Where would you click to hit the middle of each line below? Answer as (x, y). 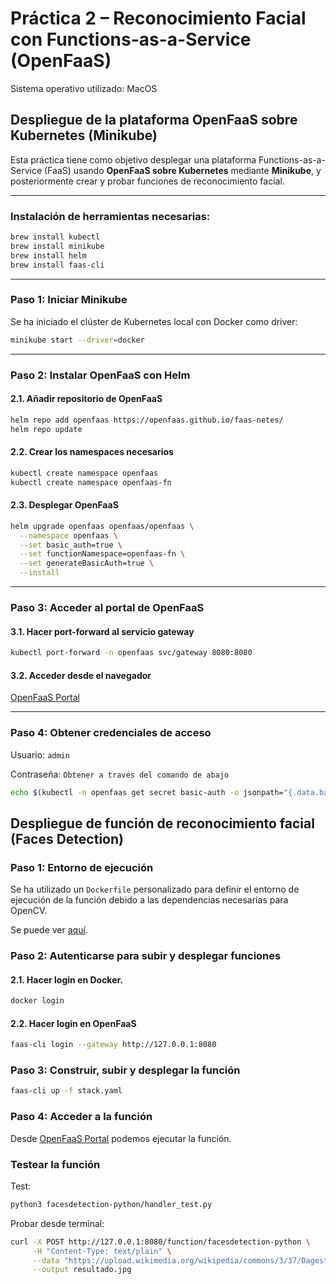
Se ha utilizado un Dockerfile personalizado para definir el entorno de (155, 889)
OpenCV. (29, 911)
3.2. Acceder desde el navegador (81, 675)
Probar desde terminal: (57, 1223)
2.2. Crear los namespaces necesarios (92, 452)
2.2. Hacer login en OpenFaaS (73, 1023)
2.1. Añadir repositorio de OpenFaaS (86, 399)
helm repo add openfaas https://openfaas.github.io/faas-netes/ (147, 420)
